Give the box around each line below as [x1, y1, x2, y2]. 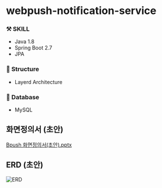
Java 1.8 [14, 38, 35, 45]
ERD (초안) [6, 160, 44, 170]
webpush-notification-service [6, 4, 157, 18]
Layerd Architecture [14, 78, 63, 85]
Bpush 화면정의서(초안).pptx [6, 141, 72, 148]
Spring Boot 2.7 [14, 44, 53, 51]
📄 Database [6, 93, 40, 101]
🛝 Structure [6, 65, 39, 74]
